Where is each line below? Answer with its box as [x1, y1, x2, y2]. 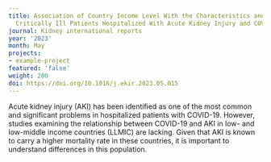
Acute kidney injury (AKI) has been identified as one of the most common [8, 102, 252, 111]
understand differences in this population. [8, 144, 148, 154]
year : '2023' [8, 34, 52, 43]
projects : [8, 49, 42, 57]
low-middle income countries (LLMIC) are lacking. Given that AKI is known [8, 127, 256, 137]
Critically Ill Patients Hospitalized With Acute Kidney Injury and [15, 19, 251, 27]
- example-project [8, 57, 70, 65]
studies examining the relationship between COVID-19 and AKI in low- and [8, 118, 255, 128]
